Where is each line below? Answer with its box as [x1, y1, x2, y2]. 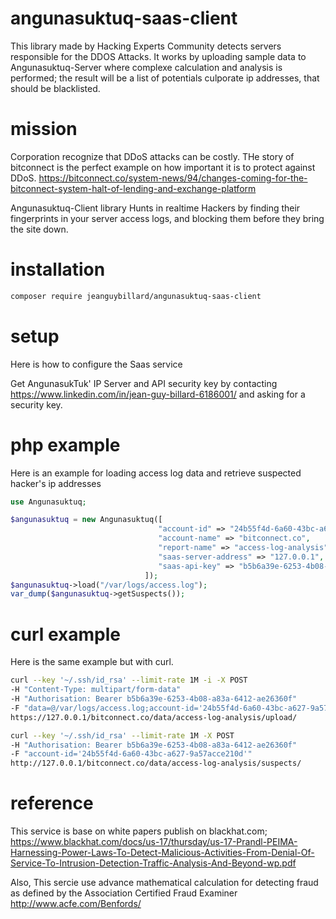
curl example [10, 623, 121, 646]
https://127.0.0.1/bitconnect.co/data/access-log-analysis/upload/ [10, 712, 298, 722]
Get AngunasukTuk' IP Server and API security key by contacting [10, 377, 278, 389]
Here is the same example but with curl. [10, 656, 174, 668]
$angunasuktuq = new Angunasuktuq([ [10, 515, 163, 525]
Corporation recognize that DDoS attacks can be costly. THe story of [10, 150, 295, 162]
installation [10, 258, 106, 281]
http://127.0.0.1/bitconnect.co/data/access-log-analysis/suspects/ [10, 758, 302, 769]
